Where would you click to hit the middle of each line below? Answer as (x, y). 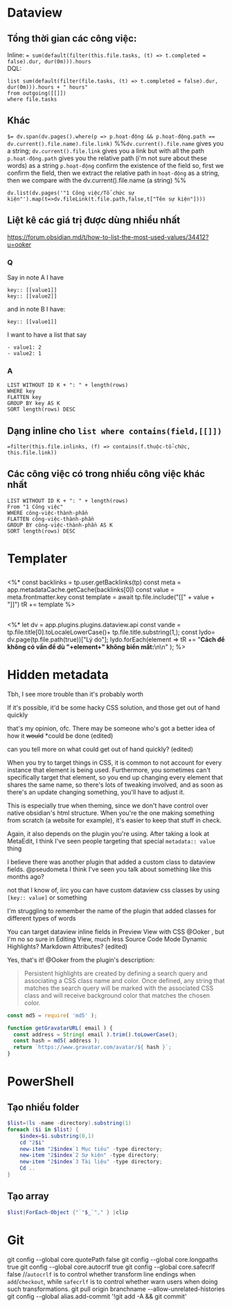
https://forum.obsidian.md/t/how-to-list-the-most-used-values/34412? (108, 237)
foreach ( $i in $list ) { (43, 1129)
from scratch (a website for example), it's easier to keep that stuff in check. (114, 820)
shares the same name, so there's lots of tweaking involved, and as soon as (115, 785)
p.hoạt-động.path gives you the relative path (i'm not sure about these (107, 158)
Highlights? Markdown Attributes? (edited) (68, 946)
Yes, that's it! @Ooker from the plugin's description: (81, 959)
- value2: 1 (24, 353)
